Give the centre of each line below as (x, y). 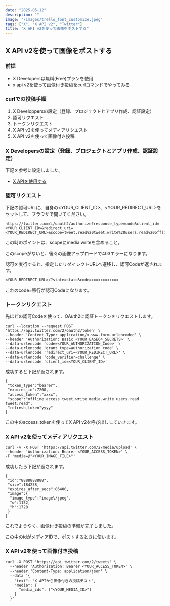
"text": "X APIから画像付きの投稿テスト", (55, 581)
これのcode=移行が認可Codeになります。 (49, 290)
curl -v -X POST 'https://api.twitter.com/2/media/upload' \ (71, 448)
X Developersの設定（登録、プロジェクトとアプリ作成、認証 (79, 151)
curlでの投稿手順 (26, 99)
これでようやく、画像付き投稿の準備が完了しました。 (61, 526)
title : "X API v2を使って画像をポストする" (47, 29)
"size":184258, (23, 485)
